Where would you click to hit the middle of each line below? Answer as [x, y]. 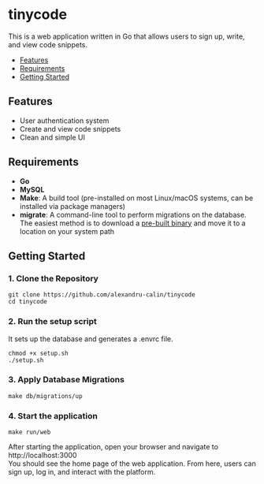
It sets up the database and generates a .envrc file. [91, 339]
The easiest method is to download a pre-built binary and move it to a [132, 223]
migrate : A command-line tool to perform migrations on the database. [133, 214]
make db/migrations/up [45, 396]
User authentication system [64, 121]
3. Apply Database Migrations [66, 380]
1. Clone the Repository [53, 278]
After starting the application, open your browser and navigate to [113, 447]
